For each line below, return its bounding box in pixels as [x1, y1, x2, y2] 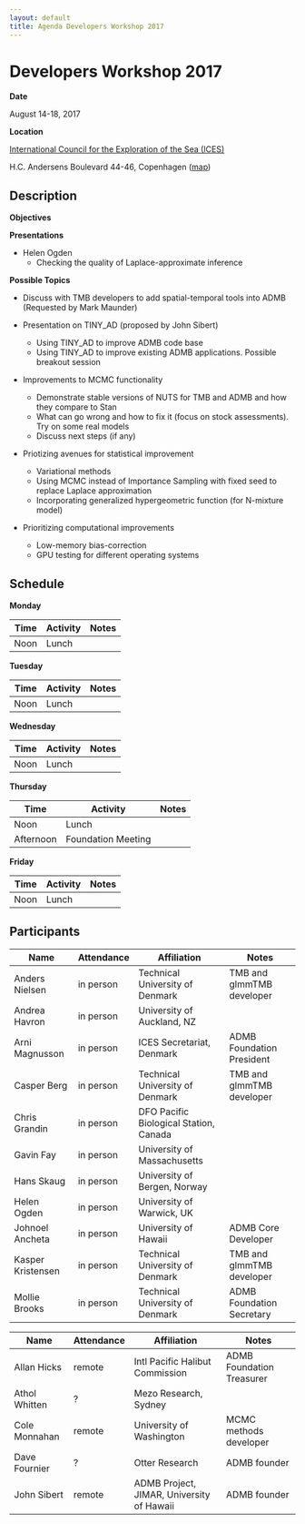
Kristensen [14, 1265, 61, 1277]
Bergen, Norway [138, 1180, 208, 1193]
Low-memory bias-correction [35, 540, 147, 551]
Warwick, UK [138, 1206, 193, 1219]
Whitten [14, 1398, 48, 1411]
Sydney [133, 1398, 166, 1411]
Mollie [14, 1290, 40, 1303]
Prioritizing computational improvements [22, 523, 175, 533]
